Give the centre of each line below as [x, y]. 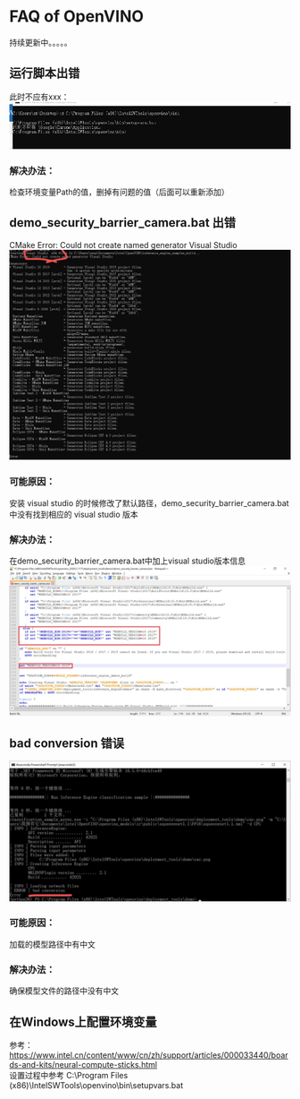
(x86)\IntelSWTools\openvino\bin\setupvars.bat [96, 1085]
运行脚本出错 [45, 73]
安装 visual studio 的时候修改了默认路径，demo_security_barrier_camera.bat [149, 502]
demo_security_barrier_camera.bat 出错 [123, 223]
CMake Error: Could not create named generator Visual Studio [124, 245]
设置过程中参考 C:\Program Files [69, 1075]
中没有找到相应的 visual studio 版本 [74, 514]
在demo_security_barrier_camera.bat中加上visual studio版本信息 [128, 561]
